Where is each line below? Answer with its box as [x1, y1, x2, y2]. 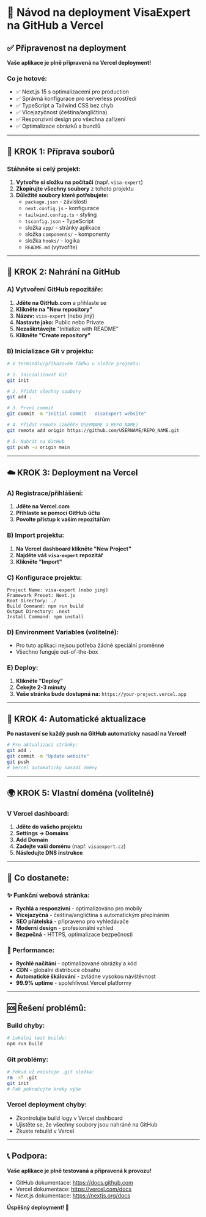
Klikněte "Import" [15, 558, 62, 565]
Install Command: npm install [7, 613, 84, 619]
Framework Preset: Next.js [7, 592, 76, 598]
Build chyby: [7, 1021, 45, 1029]
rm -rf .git [7, 1075, 37, 1081]
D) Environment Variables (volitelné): [7, 627, 119, 636]
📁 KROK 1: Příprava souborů [7, 146, 115, 156]
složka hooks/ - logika [24, 236, 80, 244]
